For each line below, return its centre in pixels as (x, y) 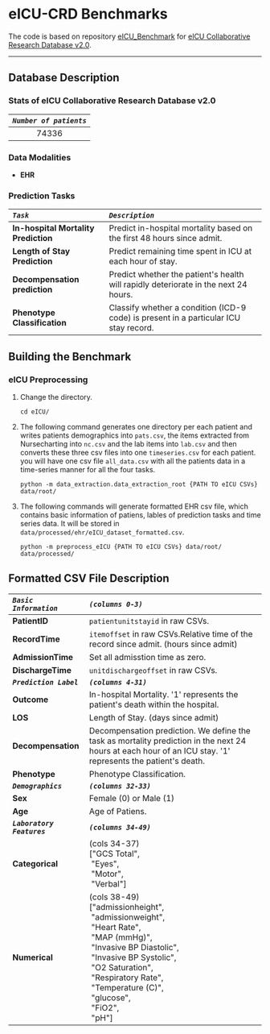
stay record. (131, 328)
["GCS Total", (115, 853)
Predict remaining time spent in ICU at (180, 251)
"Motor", (108, 874)
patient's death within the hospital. (154, 704)
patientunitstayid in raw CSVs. (149, 621)
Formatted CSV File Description (89, 578)
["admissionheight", (127, 907)
